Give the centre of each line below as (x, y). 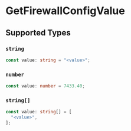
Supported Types (38, 33)
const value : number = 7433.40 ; (45, 86)
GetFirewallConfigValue (65, 11)
